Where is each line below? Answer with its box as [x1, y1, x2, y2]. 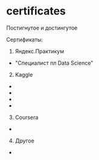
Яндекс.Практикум [14, 47, 65, 55]
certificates [6, 4, 66, 18]
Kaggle [14, 71, 33, 78]
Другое [14, 137, 34, 144]
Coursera [14, 114, 39, 121]
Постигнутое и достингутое [6, 24, 78, 31]
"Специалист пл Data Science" [14, 59, 94, 66]
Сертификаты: [6, 36, 43, 43]
